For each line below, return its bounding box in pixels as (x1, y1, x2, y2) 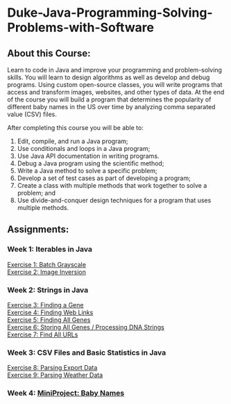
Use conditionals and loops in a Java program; (17, 145, 151, 152)
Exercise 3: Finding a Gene (7, 300, 84, 309)
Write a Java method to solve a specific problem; (17, 167, 157, 175)
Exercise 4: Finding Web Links (7, 308, 94, 316)
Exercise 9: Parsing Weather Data (7, 371, 103, 380)
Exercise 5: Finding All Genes (7, 315, 91, 324)
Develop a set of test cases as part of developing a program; (17, 174, 191, 182)
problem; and (17, 189, 56, 197)
